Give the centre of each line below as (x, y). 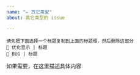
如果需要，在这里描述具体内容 (44, 66)
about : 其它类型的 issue (36, 18)
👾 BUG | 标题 (22, 54)
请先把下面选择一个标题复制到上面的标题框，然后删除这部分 (70, 41)
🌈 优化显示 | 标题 (27, 47)
